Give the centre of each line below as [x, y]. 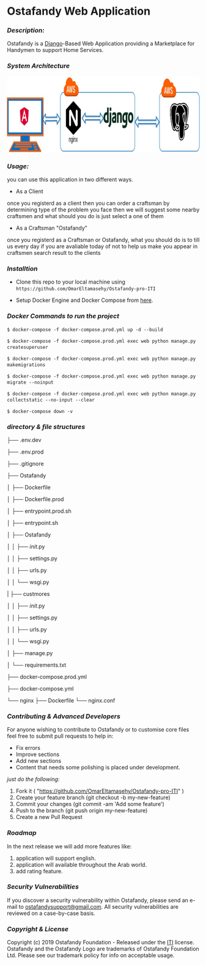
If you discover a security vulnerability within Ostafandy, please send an [98, 900]
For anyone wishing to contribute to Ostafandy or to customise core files [98, 730]
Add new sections [39, 761]
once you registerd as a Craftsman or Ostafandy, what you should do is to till [103, 240]
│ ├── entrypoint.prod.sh [39, 511]
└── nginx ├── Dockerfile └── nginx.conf [61, 700]
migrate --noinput [30, 382]
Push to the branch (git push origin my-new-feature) [82, 810]
